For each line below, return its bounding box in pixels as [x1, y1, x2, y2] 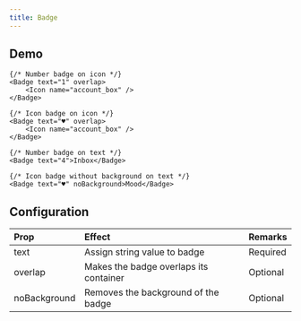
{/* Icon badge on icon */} [9, 109, 115, 118]
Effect [83, 230, 111, 243]
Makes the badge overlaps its [83, 261, 209, 273]
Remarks [248, 230, 288, 243]
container [83, 272, 125, 284]
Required [248, 246, 287, 258]
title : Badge [9, 13, 58, 22]
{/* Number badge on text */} [9, 149, 123, 158]
